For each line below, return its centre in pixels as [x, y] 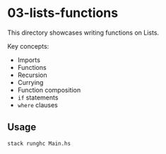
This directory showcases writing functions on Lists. [83, 32]
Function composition [49, 90]
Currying [30, 82]
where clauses [38, 105]
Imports [29, 60]
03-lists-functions [63, 13]
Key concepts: [28, 46]
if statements [38, 97]
